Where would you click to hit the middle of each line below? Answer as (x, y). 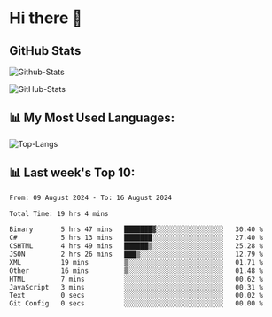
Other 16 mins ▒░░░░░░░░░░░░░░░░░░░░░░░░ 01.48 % (136, 271)
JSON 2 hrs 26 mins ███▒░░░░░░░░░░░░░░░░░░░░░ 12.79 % (136, 254)
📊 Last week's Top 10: (72, 173)
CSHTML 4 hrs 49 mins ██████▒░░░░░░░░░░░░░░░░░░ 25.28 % (136, 246)
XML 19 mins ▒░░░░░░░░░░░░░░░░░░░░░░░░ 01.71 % (136, 262)
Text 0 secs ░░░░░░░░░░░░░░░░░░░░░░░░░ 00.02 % (136, 296)
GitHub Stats (45, 51)
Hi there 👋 (46, 18)
